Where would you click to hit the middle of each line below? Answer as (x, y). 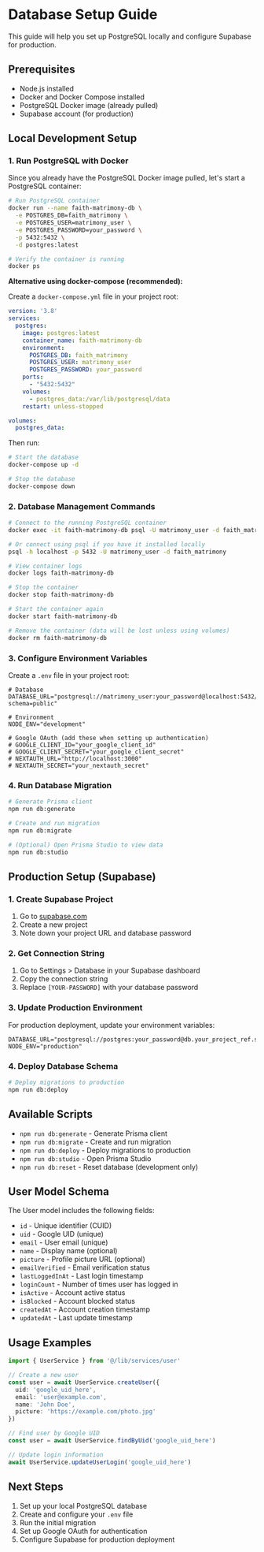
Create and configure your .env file (76, 1514)
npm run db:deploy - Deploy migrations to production (105, 1150)
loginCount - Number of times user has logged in (99, 1284)
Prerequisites (42, 70)
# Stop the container (44, 588)
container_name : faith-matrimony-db (82, 341)
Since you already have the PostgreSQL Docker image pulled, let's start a (127, 178)
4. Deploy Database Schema (63, 1066)
